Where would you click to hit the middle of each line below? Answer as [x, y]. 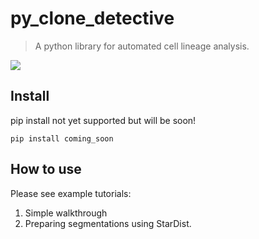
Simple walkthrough [66, 213]
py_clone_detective [92, 18]
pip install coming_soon [62, 138]
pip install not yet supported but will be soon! [103, 120]
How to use [46, 169]
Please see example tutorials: [71, 193]
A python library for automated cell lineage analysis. [142, 46]
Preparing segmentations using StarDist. [108, 223]
